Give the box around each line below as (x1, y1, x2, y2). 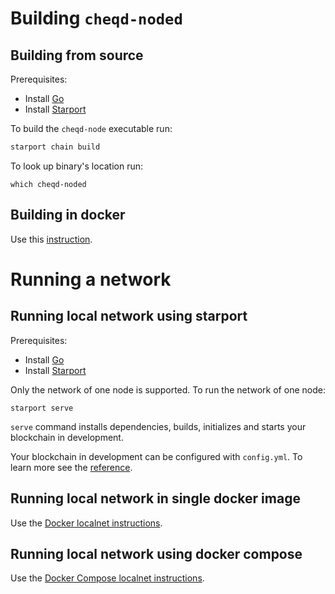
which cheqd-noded (10, 179, 87, 189)
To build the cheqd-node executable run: (10, 123, 173, 134)
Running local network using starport (10, 308, 248, 325)
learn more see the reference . (10, 461, 133, 473)
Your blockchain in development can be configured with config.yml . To (10, 450, 303, 462)
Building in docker (10, 207, 126, 224)
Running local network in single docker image (10, 490, 301, 507)
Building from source (10, 47, 144, 64)
